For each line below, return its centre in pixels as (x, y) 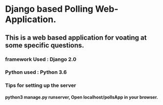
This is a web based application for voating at (76, 38)
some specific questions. (45, 45)
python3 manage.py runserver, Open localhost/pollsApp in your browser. (81, 97)
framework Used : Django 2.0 (41, 59)
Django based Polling (49, 9)
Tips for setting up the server (41, 85)
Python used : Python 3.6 (36, 72)
